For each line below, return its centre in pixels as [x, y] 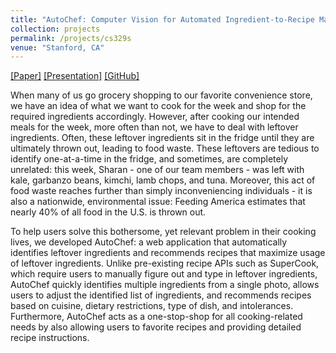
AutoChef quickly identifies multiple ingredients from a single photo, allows [165, 285]
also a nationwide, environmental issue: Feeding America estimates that [158, 202]
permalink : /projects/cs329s [71, 38]
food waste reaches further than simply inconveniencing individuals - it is [161, 191]
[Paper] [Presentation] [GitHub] [75, 76]
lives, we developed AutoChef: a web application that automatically [149, 242]
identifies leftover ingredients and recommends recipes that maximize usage [168, 253]
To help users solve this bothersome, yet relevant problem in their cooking [163, 232]
